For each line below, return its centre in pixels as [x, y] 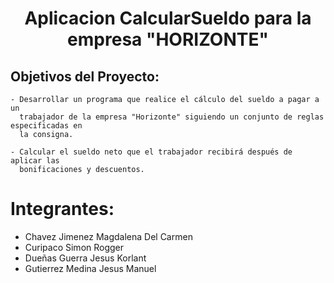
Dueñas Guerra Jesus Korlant [85, 258]
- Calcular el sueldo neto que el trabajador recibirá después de [151, 152]
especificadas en [46, 126]
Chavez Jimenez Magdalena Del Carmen [108, 236]
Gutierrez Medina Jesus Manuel [90, 268]
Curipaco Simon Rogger [74, 247]
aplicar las [35, 161]
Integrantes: [62, 209]
